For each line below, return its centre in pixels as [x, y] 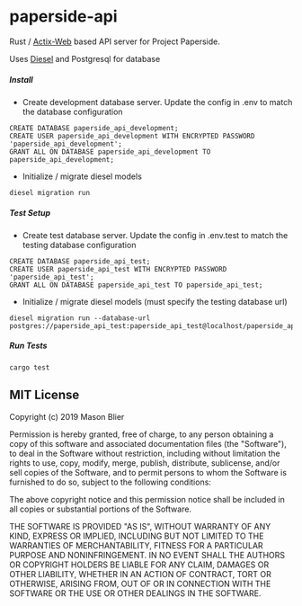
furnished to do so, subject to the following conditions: [110, 482]
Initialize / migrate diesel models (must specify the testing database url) [155, 301]
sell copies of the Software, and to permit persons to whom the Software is [148, 472]
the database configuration [72, 111]
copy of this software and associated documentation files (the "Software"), [148, 443]
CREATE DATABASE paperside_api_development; [94, 128]
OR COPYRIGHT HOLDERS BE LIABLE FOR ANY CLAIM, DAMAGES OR [139, 565]
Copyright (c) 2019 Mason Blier [67, 416]
